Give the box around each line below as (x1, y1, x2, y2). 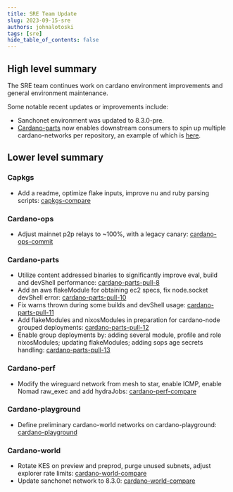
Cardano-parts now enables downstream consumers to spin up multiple (17, 123, 227, 132)
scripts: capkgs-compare (17, 196, 92, 204)
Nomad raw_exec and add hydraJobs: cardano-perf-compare (17, 387, 197, 395)
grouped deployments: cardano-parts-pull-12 (17, 324, 149, 332)
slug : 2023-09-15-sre (7, 17, 71, 24)
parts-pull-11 (17, 308, 54, 317)
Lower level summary (7, 152, 104, 164)
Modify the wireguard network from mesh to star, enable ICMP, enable (17, 379, 222, 388)
